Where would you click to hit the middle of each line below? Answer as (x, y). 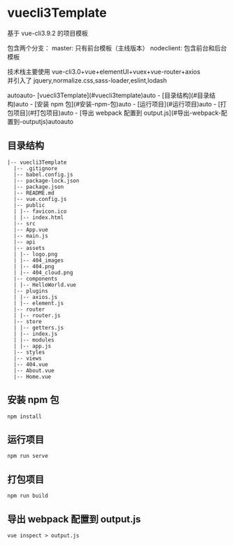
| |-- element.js (39, 303)
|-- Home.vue (32, 377)
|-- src (25, 223)
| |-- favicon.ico (41, 211)
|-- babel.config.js (43, 174)
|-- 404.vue (31, 364)
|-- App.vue (31, 230)
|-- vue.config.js (41, 199)
